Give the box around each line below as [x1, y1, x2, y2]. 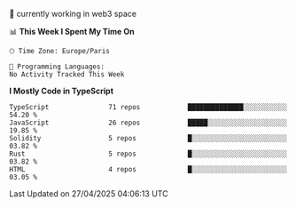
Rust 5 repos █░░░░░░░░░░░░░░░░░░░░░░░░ [9, 149, 288, 158]
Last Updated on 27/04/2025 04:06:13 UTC [9, 188, 168, 199]
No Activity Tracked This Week [9, 70, 125, 79]
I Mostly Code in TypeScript [9, 85, 113, 96]
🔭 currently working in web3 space [9, 9, 137, 19]
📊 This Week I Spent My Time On [9, 27, 135, 36]
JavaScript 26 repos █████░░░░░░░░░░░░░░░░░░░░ [9, 118, 288, 127]
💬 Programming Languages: [9, 62, 105, 71]
